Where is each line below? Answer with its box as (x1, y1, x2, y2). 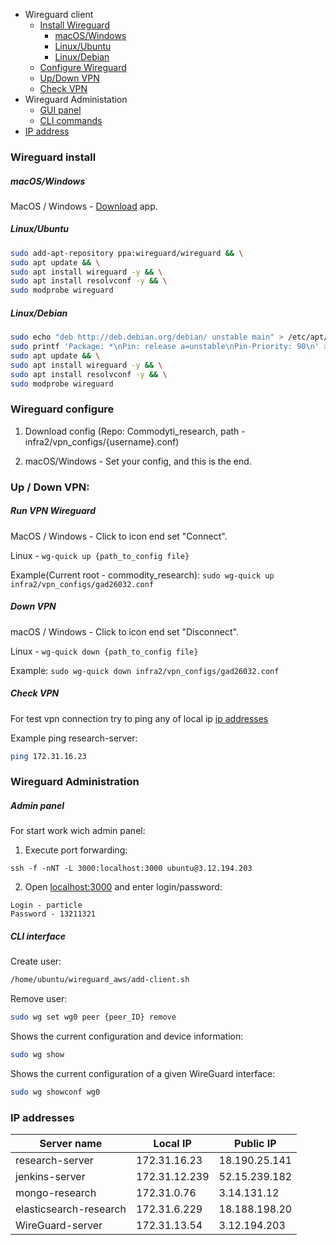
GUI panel (39, 104, 82, 116)
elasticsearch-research (15, 1202, 127, 1216)
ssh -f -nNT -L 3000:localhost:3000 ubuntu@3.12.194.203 (10, 864, 253, 874)
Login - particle (10, 900, 83, 911)
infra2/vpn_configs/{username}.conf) (24, 435, 180, 448)
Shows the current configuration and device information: (10, 1030, 244, 1043)
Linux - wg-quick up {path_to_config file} (10, 549, 190, 561)
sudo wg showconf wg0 (10, 1087, 101, 1097)
